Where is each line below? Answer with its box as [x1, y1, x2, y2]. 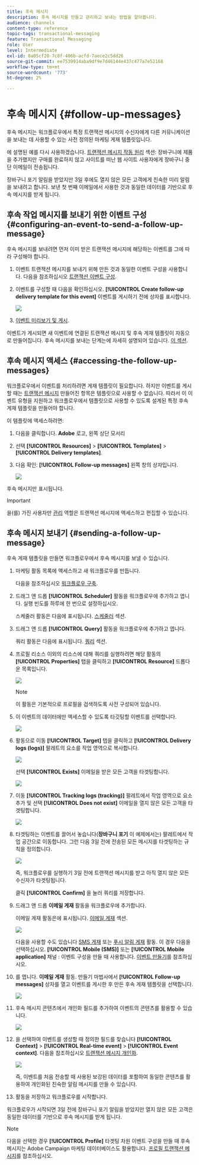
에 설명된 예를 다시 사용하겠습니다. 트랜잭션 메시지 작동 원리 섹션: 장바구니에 [7, 149, 182, 156]
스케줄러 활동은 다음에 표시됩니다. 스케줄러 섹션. [15, 612, 127, 619]
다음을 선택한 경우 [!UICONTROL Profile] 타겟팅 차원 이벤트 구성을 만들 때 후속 [7, 1137, 190, 1144]
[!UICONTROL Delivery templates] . [15, 449, 102, 456]
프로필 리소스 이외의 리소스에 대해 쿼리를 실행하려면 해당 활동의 [15, 650, 161, 657]
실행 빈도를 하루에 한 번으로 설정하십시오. [23, 600, 118, 607]
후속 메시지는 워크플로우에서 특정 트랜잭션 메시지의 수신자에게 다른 [7, 128, 161, 136]
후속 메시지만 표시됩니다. [7, 485, 64, 492]
